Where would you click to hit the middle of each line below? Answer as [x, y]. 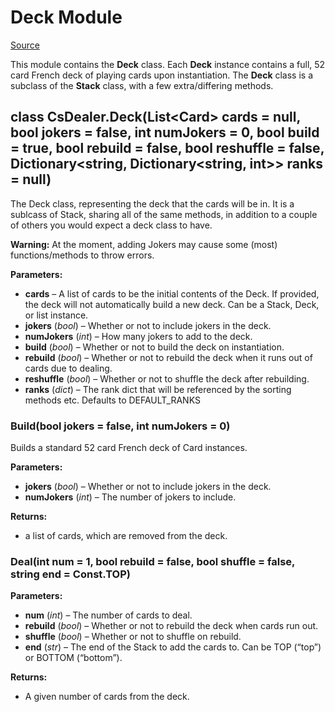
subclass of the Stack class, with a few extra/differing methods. [142, 85]
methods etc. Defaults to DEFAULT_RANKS [112, 400]
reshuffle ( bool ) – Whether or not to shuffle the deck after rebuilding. [167, 378]
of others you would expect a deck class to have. [111, 225]
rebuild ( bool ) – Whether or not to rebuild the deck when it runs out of [168, 357]
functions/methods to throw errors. [82, 255]
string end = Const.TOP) [70, 574]
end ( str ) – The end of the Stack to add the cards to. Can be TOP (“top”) [173, 647]
